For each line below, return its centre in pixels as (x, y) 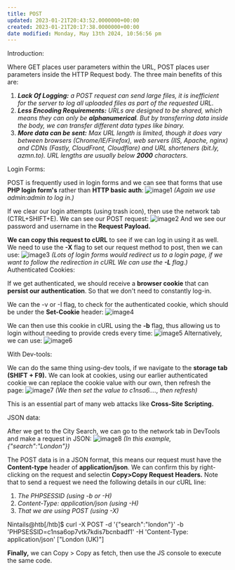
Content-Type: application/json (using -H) (78, 503)
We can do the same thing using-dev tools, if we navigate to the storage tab (117, 368)
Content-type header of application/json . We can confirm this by (103, 467)
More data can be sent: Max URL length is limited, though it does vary (120, 133)
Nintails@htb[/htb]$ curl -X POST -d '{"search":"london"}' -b (95, 524)
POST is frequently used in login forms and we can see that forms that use (115, 183)
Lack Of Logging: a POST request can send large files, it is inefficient (118, 96)
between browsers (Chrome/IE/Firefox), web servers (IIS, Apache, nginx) (123, 141)
